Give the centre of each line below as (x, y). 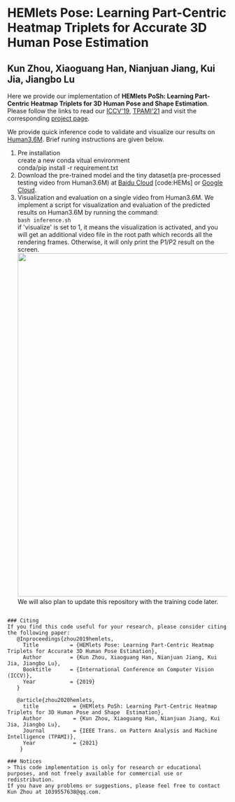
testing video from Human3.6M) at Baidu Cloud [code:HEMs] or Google (120, 182)
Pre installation (39, 153)
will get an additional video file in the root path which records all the (115, 235)
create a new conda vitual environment (73, 160)
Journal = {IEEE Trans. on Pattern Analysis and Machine (120, 731)
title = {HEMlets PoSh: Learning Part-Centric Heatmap (120, 706)
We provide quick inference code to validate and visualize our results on (111, 132)
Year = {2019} (59, 682)
